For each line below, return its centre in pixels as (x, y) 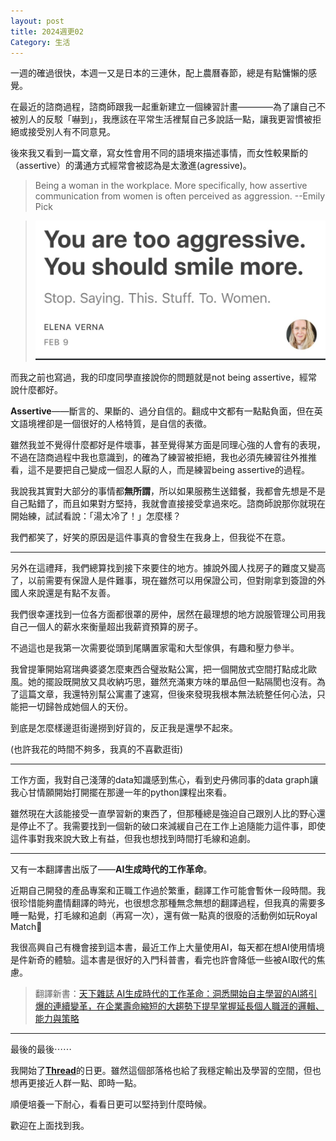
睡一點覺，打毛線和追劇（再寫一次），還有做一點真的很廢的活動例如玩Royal (164, 915)
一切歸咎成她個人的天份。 (80, 706)
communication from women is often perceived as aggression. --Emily (179, 196)
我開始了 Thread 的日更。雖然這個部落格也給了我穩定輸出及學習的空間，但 (161, 1070)
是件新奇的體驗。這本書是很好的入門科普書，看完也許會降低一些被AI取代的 (163, 959)
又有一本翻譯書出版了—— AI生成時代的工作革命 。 (111, 869)
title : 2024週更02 (47, 31)
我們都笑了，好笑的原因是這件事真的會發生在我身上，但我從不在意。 (150, 537)
